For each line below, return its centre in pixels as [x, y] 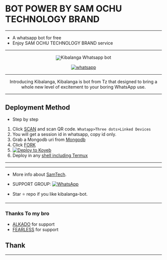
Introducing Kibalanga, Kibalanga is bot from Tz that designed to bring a [83, 82]
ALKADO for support [33, 224]
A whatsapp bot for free [37, 37]
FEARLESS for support [35, 230]
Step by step [25, 119]
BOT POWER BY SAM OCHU [64, 9]
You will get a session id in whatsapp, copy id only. [64, 134]
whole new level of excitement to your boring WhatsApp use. [83, 87]
